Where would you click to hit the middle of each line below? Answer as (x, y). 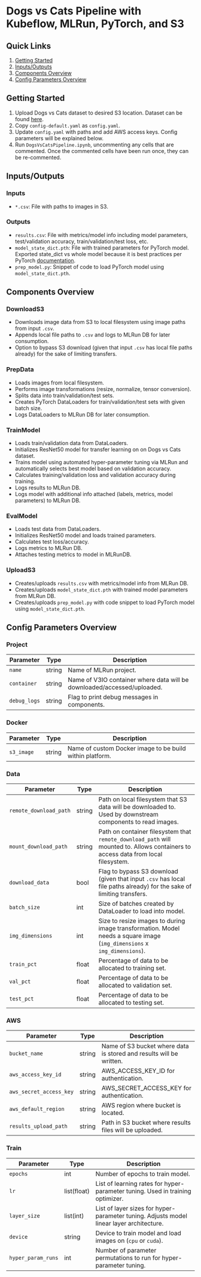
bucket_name (26, 1054)
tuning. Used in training (159, 1191)
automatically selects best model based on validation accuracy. (93, 468)
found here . (29, 119)
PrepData (20, 369)
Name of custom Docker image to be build (127, 748)
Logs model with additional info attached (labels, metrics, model (94, 494)
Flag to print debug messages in (113, 697)
